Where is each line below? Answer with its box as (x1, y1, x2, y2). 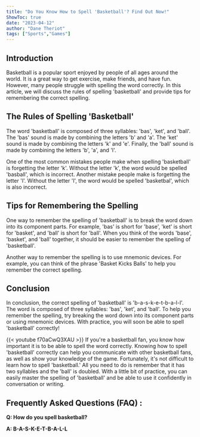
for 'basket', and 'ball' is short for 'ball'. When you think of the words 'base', (6, 229, 192, 236)
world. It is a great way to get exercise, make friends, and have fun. (6, 75, 172, 82)
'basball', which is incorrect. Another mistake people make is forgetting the (6, 171, 190, 178)
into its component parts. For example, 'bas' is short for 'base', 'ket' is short (6, 223, 192, 230)
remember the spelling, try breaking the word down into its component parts (6, 312, 194, 319)
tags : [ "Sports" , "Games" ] (6, 31, 70, 37)
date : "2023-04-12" (6, 20, 55, 26)
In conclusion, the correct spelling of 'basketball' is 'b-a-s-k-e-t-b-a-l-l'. (6, 299, 184, 306)
